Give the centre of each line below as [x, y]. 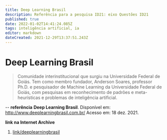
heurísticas [29, 97]
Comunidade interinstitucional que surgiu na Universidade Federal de [89, 76]
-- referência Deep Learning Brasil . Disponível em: [58, 107]
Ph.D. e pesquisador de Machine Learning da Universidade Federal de [89, 87]
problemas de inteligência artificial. [81, 97]
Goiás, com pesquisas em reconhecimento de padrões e [75, 92]
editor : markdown [23, 33]
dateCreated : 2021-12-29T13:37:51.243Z [47, 38]
